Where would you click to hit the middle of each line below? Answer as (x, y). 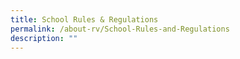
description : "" (44, 38)
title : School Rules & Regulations (84, 19)
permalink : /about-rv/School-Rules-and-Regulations (120, 29)
